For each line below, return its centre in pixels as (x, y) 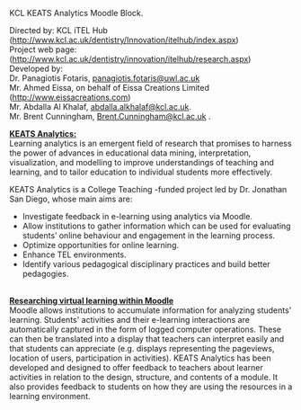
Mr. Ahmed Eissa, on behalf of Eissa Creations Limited (109, 88)
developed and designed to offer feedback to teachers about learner (136, 367)
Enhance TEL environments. (75, 254)
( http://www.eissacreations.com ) (70, 97)
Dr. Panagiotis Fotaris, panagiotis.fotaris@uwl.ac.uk (105, 78)
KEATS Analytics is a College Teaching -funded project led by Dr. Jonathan (148, 189)
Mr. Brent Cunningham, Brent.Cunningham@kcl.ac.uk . (110, 116)
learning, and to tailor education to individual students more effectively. (141, 172)
